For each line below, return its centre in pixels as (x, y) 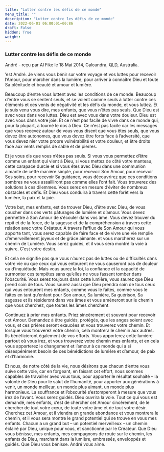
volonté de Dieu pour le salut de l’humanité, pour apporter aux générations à (82, 382)
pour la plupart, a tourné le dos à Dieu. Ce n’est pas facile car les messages (81, 126)
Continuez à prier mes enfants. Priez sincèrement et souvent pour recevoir (80, 315)
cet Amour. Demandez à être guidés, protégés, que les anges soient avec (79, 320)
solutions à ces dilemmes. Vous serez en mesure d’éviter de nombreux (76, 187)
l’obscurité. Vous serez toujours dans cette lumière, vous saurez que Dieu (79, 279)
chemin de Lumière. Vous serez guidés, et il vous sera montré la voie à (76, 244)
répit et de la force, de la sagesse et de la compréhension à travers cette (78, 223)
